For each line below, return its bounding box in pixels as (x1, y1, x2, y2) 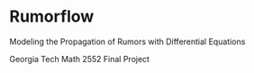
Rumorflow (9, 6, 95, 27)
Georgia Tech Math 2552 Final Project (9, 53, 150, 64)
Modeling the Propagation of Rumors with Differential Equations (9, 36, 246, 47)
